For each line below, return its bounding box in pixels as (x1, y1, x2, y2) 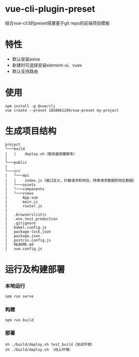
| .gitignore (5, 220, 36, 225)
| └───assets (5, 182, 36, 187)
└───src (5, 168, 21, 174)
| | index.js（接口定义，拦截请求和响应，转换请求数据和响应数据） (5, 178, 137, 183)
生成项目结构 (5, 126, 57, 137)
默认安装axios (12, 56, 40, 62)
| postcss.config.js (5, 238, 51, 242)
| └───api (5, 173, 29, 178)
